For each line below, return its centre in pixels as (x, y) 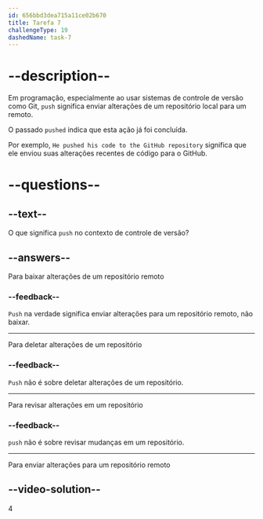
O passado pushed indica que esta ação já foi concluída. (98, 130)
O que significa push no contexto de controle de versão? (99, 233)
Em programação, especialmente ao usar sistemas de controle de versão (126, 98)
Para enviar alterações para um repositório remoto (89, 465)
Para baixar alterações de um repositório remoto (86, 276)
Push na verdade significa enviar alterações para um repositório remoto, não (130, 314)
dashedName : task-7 (40, 37)
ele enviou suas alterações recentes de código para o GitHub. (108, 153)
